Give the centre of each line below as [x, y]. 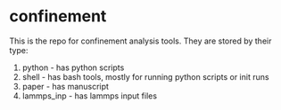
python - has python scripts [73, 67]
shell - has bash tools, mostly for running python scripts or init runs [145, 76]
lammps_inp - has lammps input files [90, 96]
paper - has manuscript [66, 86]
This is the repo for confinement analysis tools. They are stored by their [140, 41]
